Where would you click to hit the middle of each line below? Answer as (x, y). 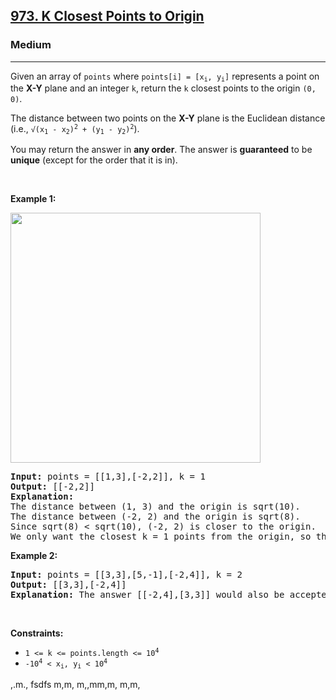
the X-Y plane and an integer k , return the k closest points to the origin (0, (163, 88)
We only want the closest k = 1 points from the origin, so (161, 537)
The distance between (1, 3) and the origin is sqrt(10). (155, 507)
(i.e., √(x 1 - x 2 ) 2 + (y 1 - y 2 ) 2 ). (75, 129)
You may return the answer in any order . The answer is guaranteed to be (161, 150)
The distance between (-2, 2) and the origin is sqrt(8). (155, 517)
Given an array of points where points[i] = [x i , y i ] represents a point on (165, 77)
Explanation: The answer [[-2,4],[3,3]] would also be (147, 595)
